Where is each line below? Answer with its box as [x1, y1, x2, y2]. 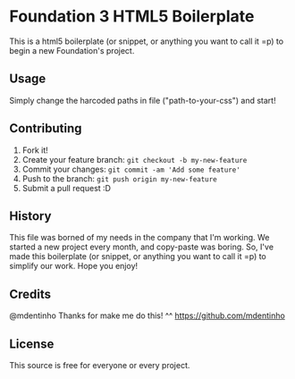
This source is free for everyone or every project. [9, 360, 190, 370]
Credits [9, 286, 52, 301]
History [9, 208, 52, 223]
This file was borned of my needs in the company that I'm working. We [9, 232, 270, 243]
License [9, 336, 55, 351]
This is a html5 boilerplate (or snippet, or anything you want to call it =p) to [9, 36, 284, 46]
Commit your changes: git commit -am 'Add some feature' [21, 164, 241, 174]
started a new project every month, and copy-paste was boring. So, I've [9, 241, 274, 252]
